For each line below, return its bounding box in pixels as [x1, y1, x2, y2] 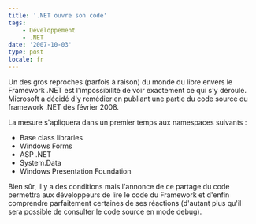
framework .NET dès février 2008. [8, 102, 120, 111]
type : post [8, 48, 44, 56]
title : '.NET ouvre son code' [8, 11, 108, 20]
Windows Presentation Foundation [19, 166, 132, 176]
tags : [8, 19, 26, 27]
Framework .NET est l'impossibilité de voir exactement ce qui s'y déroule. [8, 85, 247, 95]
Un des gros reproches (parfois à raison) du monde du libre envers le [8, 77, 233, 87]
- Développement [22, 26, 76, 34]
